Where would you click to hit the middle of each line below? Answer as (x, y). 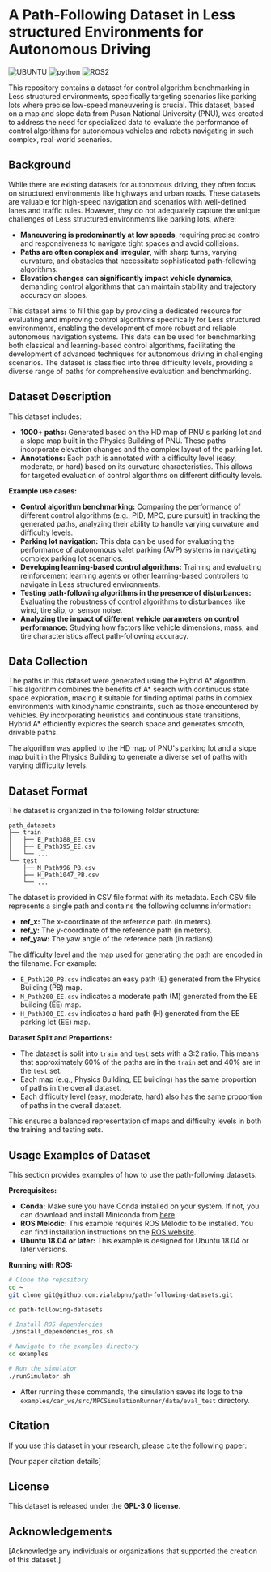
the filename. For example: (53, 963)
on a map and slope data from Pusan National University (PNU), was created (136, 113)
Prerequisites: (33, 1190)
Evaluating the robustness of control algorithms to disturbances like (133, 601)
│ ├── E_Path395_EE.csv (52, 847)
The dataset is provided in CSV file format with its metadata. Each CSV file (132, 898)
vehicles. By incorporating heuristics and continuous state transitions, (125, 715)
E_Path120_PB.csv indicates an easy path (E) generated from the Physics (140, 979)
